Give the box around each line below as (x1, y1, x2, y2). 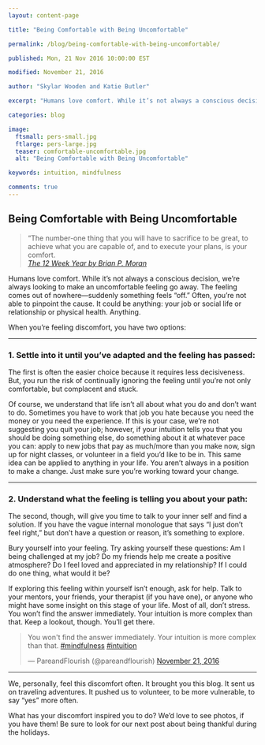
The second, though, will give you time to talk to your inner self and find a (8, 512, 248, 521)
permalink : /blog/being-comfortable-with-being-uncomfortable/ (8, 40, 221, 48)
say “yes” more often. (8, 695, 79, 706)
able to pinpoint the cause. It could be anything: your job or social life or (8, 299, 242, 308)
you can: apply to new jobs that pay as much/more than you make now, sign (8, 441, 256, 450)
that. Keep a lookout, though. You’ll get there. (8, 617, 155, 627)
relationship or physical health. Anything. (8, 307, 141, 316)
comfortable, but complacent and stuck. (8, 384, 139, 393)
